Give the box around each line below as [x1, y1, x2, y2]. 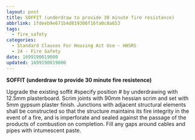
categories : [6, 37, 36, 43]
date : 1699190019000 [6, 54, 59, 60]
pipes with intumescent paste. [6, 127, 82, 134]
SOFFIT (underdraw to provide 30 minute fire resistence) [6, 76, 152, 84]
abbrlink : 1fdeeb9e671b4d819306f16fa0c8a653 [6, 20, 121, 26]
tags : [6, 25, 20, 32]
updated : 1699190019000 [6, 59, 67, 65]
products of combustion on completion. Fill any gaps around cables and [6, 120, 186, 127]
